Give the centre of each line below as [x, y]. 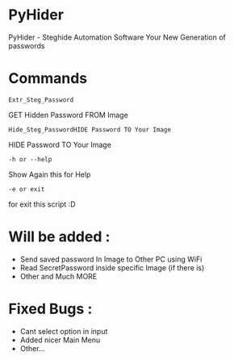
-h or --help [30, 159]
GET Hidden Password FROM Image [69, 115]
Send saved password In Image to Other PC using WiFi [111, 259]
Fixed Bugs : [50, 309]
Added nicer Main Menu [60, 340]
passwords [27, 45]
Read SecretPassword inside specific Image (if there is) [112, 267]
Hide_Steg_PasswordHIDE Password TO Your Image [90, 130]
